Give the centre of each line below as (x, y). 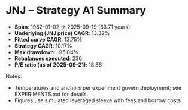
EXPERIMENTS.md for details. (51, 94)
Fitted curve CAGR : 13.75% (48, 39)
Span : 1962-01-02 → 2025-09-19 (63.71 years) (72, 27)
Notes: (14, 76)
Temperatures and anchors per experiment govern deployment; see (98, 87)
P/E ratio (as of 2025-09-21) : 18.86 (58, 65)
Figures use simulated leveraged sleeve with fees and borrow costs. (98, 100)
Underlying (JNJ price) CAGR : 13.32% (62, 33)
